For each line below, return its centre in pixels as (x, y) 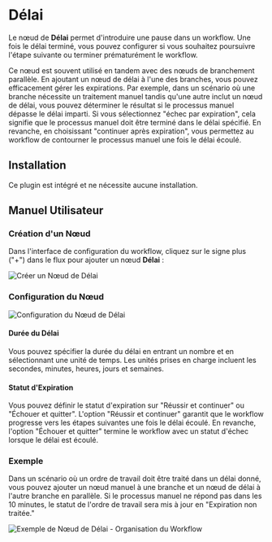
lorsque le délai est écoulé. (54, 440)
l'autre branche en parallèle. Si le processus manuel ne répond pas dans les (135, 496)
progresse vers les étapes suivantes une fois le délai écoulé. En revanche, (132, 423)
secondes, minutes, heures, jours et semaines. (86, 369)
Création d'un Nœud (50, 234)
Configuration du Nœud (56, 297)
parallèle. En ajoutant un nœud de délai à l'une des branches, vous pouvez (133, 79)
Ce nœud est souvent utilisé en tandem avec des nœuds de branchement (132, 70)
